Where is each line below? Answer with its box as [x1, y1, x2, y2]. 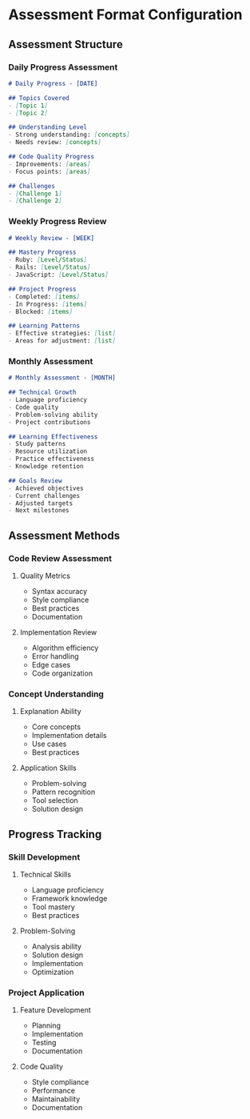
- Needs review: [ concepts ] [8, 138, 102, 146]
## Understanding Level [8, 123, 88, 131]
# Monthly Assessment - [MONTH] [8, 374, 116, 382]
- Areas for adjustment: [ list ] [8, 337, 116, 345]
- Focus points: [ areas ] [8, 167, 91, 175]
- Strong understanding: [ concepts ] [8, 130, 130, 139]
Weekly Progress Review [8, 216, 107, 227]
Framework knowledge [31, 894, 108, 904]
